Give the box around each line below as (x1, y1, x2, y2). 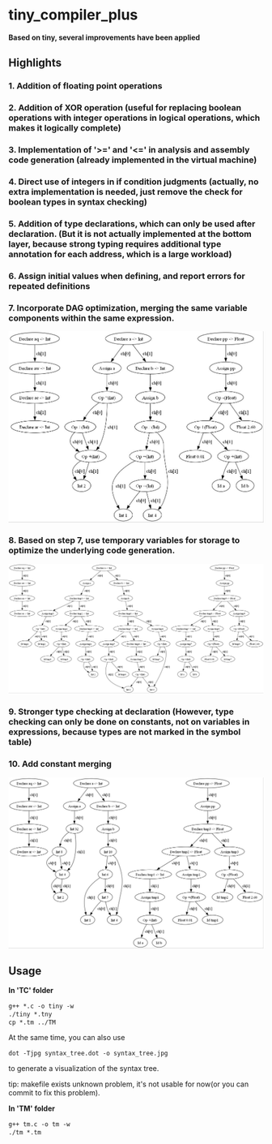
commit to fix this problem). (8, 1088, 100, 1098)
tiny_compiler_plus (8, 6, 138, 24)
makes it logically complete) (8, 123, 121, 134)
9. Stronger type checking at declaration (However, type (8, 706, 235, 717)
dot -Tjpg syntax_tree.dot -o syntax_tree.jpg (8, 1049, 168, 1058)
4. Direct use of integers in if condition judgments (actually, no (8, 176, 259, 187)
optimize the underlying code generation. (8, 545, 176, 557)
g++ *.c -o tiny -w (8, 1002, 74, 1011)
